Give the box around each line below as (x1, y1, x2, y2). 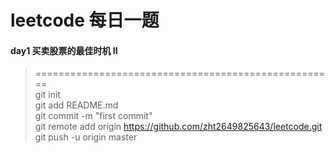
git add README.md (34, 99, 119, 111)
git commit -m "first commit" (34, 110, 153, 122)
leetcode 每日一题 (10, 9, 160, 32)
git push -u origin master (34, 131, 138, 143)
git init (34, 89, 61, 101)
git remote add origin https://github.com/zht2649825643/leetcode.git (34, 121, 323, 133)
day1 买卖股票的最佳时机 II (10, 44, 118, 56)
